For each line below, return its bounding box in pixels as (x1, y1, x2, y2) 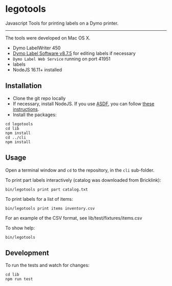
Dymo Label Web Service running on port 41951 (12, 55, 111, 62)
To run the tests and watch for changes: (5, 262, 90, 269)
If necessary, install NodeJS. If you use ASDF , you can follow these (12, 101, 155, 107)
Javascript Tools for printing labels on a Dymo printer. (5, 20, 119, 26)
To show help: (5, 224, 35, 231)
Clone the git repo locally (12, 95, 66, 101)
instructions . (12, 106, 39, 112)
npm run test (5, 277, 33, 282)
